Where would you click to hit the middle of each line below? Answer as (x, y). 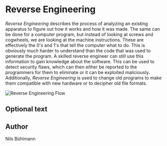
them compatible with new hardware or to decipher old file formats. (76, 83)
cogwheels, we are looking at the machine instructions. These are (75, 40)
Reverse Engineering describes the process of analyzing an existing (77, 23)
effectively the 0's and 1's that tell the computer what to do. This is (75, 45)
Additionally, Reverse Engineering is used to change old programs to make (83, 78)
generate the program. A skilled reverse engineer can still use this (75, 56)
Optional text (26, 109)
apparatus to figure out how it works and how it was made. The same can (82, 29)
